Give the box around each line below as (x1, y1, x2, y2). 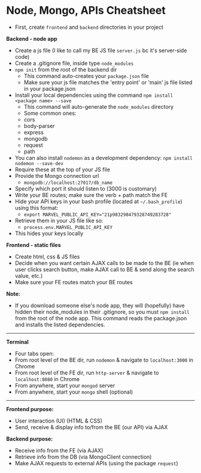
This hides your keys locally (14, 230, 84, 237)
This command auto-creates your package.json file (23, 72, 150, 79)
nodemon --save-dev (14, 160, 64, 166)
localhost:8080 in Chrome (14, 375, 80, 382)
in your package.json (23, 85, 76, 92)
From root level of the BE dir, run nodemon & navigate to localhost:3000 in (14, 356, 193, 364)
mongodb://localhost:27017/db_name (23, 180, 112, 186)
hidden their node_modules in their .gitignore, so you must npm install (14, 308, 190, 316)
